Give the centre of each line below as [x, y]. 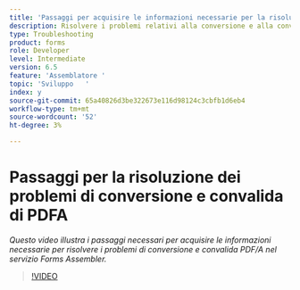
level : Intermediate [48, 59]
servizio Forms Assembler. [58, 259]
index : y [25, 92]
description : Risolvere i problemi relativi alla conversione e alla [142, 26]
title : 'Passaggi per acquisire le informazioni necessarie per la [137, 17]
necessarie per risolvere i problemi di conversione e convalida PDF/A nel [143, 249]
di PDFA [39, 215]
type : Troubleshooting [51, 34]
